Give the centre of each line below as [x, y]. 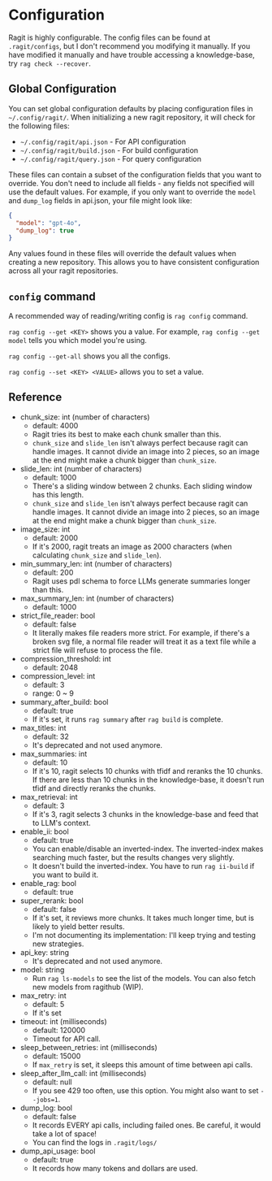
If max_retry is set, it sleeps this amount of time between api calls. [142, 1064]
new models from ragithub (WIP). [88, 987]
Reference [35, 397]
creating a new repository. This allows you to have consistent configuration [134, 263]
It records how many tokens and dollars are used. [115, 1168]
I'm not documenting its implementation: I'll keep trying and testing [144, 935]
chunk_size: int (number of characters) [85, 417]
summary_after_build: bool [64, 701]
